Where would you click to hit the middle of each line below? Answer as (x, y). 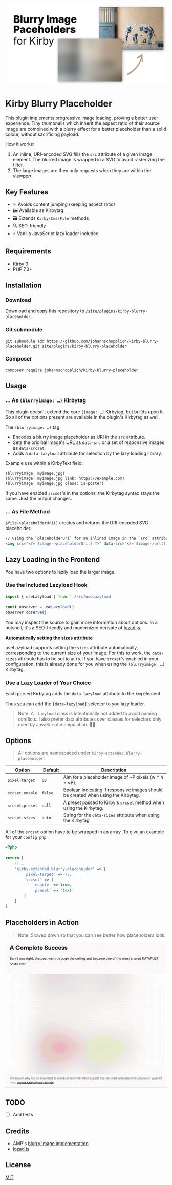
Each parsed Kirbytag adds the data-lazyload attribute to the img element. (84, 694)
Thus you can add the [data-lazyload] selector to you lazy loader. (75, 704)
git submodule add (25, 341)
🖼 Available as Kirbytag (38, 210)
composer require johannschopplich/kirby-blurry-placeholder (72, 370)
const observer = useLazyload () (40, 607)
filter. (18, 165)
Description (114, 770)
